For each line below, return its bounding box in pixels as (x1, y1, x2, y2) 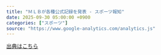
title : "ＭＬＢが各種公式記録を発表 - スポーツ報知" (6, 8, 125, 15)
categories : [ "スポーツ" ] (6, 20, 68, 26)
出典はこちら (6, 42, 38, 50)
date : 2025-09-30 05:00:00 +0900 (6, 14, 91, 20)
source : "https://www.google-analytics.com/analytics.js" (6, 25, 156, 32)
